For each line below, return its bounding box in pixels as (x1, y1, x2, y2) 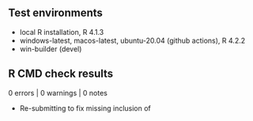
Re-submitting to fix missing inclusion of (19, 103, 152, 113)
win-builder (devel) (19, 43, 82, 54)
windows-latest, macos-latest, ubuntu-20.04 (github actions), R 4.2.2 (19, 36, 246, 45)
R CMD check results (8, 67, 114, 81)
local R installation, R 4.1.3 (19, 27, 104, 36)
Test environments (8, 6, 103, 20)
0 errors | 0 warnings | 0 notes (8, 88, 108, 97)
